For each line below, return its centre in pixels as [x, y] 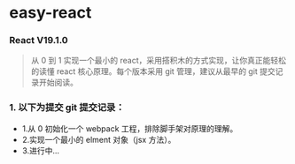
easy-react [50, 13]
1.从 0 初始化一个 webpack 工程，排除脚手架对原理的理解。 [130, 128]
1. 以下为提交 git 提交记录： [67, 108]
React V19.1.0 [39, 41]
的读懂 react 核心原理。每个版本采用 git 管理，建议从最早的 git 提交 [153, 71]
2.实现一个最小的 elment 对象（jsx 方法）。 [99, 139]
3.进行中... [41, 150]
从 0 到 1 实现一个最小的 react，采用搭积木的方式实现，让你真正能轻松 [158, 61]
